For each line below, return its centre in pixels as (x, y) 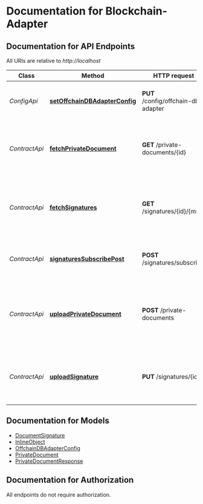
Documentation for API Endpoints (71, 46)
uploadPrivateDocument (85, 314)
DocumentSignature (40, 435)
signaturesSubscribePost (87, 259)
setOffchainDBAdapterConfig (93, 101)
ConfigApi (24, 101)
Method (93, 76)
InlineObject (30, 442)
